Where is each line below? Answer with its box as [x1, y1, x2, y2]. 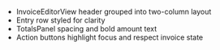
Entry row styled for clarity [15, 15, 106, 25]
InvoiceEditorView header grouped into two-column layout [15, 7, 212, 16]
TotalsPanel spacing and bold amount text [15, 24, 157, 33]
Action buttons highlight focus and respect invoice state [15, 32, 204, 42]
